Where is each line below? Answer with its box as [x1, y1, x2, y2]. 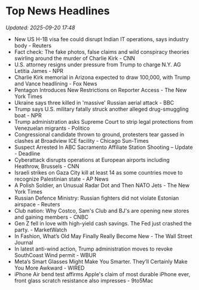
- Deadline [14, 149, 41, 157]
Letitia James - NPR [14, 67, 64, 74]
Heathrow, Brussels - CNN [14, 163, 79, 170]
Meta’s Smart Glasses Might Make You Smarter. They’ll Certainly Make [14, 258, 188, 265]
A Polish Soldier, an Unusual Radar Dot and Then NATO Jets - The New [14, 181, 189, 189]
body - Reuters [14, 42, 52, 49]
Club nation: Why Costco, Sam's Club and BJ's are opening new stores [14, 207, 189, 214]
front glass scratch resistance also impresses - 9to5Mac [14, 277, 154, 284]
